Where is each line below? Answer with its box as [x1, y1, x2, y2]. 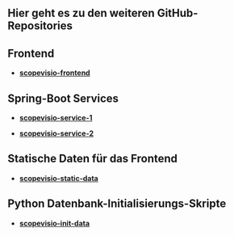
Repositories [7, 19, 73, 33]
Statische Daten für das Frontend [7, 152, 178, 166]
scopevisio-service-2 [19, 129, 94, 138]
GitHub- [157, 6, 198, 20]
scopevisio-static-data [19, 173, 98, 183]
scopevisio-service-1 [19, 113, 93, 123]
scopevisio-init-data [19, 218, 90, 228]
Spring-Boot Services [7, 91, 119, 105]
